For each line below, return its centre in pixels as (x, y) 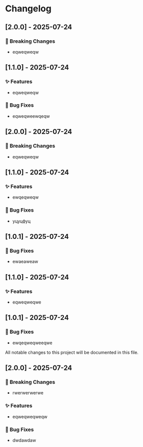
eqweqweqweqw (30, 416)
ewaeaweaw (25, 262)
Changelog (28, 9)
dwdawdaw (24, 440)
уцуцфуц (21, 221)
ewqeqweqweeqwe (32, 343)
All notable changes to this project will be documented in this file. (72, 352)
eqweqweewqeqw (31, 116)
